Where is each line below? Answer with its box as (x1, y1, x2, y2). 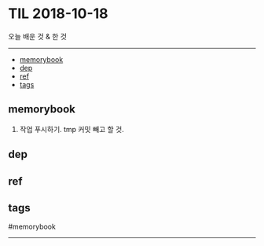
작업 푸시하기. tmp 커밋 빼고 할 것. (19, 124, 124, 134)
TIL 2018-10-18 (8, 5, 108, 23)
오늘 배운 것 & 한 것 (8, 31, 67, 41)
